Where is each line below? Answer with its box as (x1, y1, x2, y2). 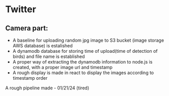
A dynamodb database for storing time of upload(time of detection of (12, 48, 158, 54)
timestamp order (12, 75, 48, 81)
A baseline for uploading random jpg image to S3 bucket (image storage (12, 37, 164, 43)
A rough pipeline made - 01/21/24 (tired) (5, 85, 90, 91)
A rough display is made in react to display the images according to (12, 70, 154, 76)
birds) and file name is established (12, 53, 85, 59)
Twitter (5, 4, 37, 15)
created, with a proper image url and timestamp (12, 65, 113, 70)
